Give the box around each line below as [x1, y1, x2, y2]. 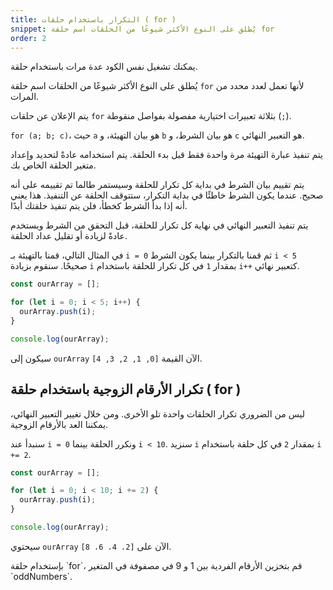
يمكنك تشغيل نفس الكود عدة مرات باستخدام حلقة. [10, 61, 198, 73]
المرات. [10, 91, 40, 103]
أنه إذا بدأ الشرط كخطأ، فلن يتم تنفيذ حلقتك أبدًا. [10, 200, 188, 212]
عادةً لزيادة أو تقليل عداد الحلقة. [10, 230, 128, 242]
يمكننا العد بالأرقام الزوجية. [10, 418, 109, 430]
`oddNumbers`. [10, 570, 73, 582]
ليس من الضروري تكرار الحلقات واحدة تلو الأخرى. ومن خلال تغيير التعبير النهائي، [10, 407, 306, 420]
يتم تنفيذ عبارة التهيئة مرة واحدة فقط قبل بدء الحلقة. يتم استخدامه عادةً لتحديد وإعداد [10, 149, 323, 161]
